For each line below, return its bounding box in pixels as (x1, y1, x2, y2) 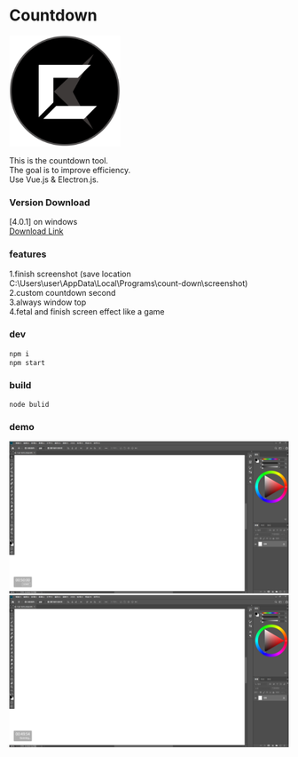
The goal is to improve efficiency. (9, 164, 131, 175)
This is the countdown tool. (9, 155, 109, 165)
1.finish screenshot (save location (9, 268, 131, 279)
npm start (9, 358, 46, 367)
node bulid (9, 401, 50, 410)
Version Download (9, 196, 90, 209)
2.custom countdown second (9, 287, 116, 298)
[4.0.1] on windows (9, 217, 78, 227)
